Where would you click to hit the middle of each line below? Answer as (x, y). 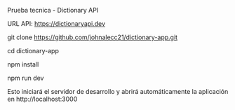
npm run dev (26, 78)
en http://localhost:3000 (42, 99)
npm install (23, 64)
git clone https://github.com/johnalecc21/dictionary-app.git (92, 37)
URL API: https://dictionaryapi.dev (56, 23)
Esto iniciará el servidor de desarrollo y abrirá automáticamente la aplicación (118, 91)
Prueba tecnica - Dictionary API (53, 10)
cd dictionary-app (33, 51)
